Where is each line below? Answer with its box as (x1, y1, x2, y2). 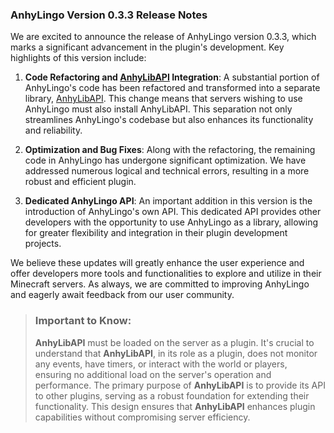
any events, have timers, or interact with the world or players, (34, 358, 288, 370)
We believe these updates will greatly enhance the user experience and (10, 257, 305, 269)
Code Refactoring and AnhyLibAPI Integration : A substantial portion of (24, 71, 320, 83)
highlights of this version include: (10, 52, 147, 64)
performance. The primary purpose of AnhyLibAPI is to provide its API (34, 379, 326, 391)
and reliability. (24, 124, 83, 137)
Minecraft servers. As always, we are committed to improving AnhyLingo (10, 278, 310, 290)
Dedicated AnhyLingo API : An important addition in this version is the (24, 195, 313, 207)
